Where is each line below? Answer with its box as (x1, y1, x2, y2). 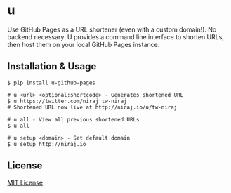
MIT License (7, 178, 44, 187)
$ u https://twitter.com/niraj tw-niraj (7, 98, 128, 105)
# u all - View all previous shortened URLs (7, 116, 140, 123)
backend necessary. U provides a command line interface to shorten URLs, (7, 32, 225, 41)
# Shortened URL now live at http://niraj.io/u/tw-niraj (7, 104, 178, 111)
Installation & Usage (7, 60, 97, 72)
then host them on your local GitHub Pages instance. (7, 40, 160, 48)
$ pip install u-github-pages (7, 79, 96, 86)
